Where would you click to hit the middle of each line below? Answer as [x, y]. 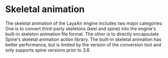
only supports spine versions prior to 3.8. [48, 50]
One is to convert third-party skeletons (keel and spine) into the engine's [81, 28]
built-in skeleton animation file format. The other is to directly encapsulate [82, 34]
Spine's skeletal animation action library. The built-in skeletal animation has [83, 39]
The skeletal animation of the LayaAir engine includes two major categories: [84, 23]
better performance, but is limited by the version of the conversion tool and [83, 44]
